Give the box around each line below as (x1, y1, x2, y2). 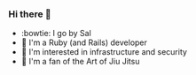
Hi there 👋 (8, 8, 52, 20)
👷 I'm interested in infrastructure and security (20, 47, 188, 57)
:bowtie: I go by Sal (20, 28, 92, 39)
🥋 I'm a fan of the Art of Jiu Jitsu (20, 56, 140, 67)
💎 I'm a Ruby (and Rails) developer (20, 37, 148, 48)
